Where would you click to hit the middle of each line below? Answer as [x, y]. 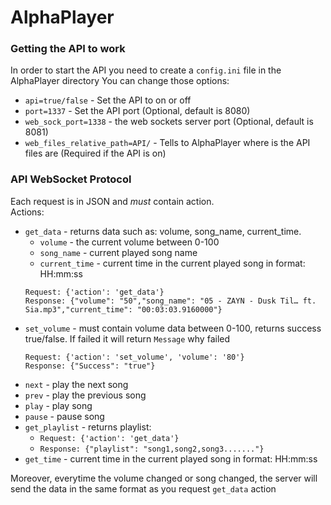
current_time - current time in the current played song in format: [172, 263]
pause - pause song [64, 416]
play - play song [58, 405]
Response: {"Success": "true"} [90, 366]
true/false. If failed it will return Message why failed [127, 338]
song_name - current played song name [118, 252]
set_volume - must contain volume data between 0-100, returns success [173, 328]
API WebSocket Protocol [71, 179]
